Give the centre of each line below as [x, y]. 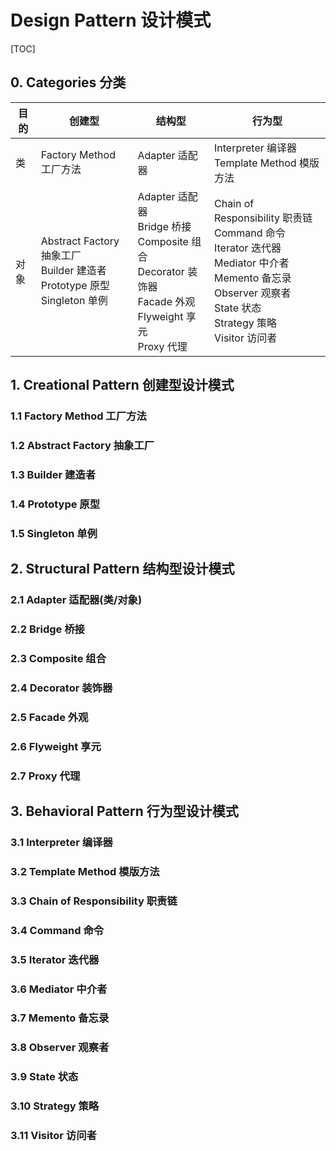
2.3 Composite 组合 [58, 658]
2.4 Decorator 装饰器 [61, 688]
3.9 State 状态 [44, 1077]
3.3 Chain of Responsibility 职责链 [94, 901]
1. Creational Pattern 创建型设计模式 [122, 385]
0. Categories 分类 [68, 82]
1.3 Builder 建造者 [53, 474]
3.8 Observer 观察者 [60, 1048]
